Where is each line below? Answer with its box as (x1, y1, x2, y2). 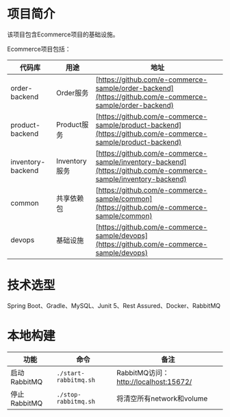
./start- (56, 369, 85, 377)
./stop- (56, 390, 81, 398)
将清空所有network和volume (116, 394, 208, 403)
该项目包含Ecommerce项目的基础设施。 (7, 30, 119, 38)
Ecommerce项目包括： (7, 45, 71, 53)
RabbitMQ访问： (116, 368, 170, 377)
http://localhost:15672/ (116, 377, 192, 386)
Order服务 (55, 88, 89, 97)
